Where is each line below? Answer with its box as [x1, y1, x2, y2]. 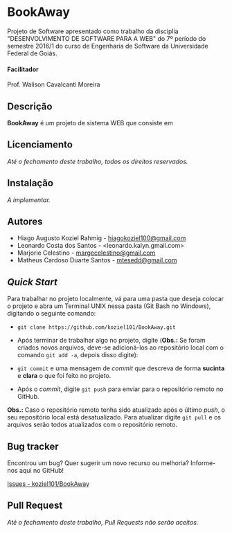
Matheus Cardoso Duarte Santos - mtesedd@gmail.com [17, 256, 177, 264]
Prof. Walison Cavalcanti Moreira [7, 80, 100, 89]
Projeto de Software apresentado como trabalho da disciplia [7, 27, 179, 35]
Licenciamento [7, 139, 73, 151]
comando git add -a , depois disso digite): [17, 351, 139, 359]
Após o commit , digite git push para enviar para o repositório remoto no [17, 385, 224, 393]
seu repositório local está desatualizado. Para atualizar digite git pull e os [7, 413, 222, 422]
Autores [7, 215, 43, 227]
